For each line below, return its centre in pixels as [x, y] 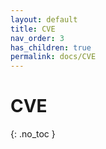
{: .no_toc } [33, 134]
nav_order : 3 [37, 38]
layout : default [44, 19]
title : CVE [33, 29]
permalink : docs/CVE [53, 57]
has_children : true [51, 47]
